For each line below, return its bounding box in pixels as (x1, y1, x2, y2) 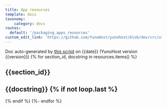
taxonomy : (5, 16, 26, 21)
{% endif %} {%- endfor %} (5, 98, 62, 104)
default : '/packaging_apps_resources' (9, 30, 90, 35)
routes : (5, 26, 21, 31)
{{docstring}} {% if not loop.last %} (5, 85, 118, 93)
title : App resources (5, 7, 50, 12)
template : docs (5, 12, 37, 17)
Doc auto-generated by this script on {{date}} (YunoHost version (5, 48, 138, 54)
